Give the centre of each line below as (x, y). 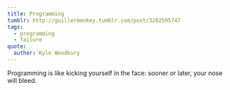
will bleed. (22, 80)
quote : (17, 46)
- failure (28, 40)
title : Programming (36, 14)
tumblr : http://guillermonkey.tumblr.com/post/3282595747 (94, 20)
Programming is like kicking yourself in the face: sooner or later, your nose (115, 73)
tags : (15, 27)
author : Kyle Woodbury (47, 53)
